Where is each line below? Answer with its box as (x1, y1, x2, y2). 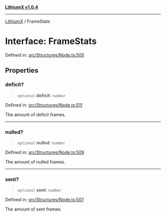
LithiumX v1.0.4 (5, 4, 39, 10)
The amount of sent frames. (5, 206, 62, 212)
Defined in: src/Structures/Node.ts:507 (5, 197, 84, 203)
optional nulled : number (17, 139, 66, 145)
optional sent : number (17, 187, 62, 193)
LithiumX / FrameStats (5, 18, 50, 24)
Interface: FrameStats (5, 36, 97, 47)
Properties (5, 66, 39, 75)
